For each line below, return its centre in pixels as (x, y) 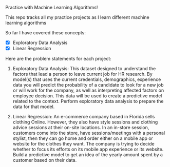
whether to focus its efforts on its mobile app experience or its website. (88, 149)
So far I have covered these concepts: (46, 33)
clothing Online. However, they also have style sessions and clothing (85, 122)
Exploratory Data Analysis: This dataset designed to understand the (84, 69)
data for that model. (34, 107)
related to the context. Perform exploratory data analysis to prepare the (88, 101)
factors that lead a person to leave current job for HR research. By (82, 74)
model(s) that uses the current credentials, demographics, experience (87, 79)
